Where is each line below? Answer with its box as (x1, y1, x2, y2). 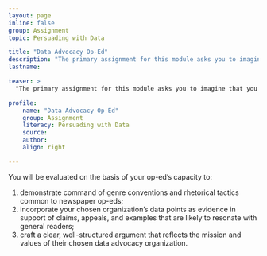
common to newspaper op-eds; (19, 196, 124, 205)
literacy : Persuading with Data (22, 121, 130, 130)
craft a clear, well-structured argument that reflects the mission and (19, 230, 242, 239)
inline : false (8, 19, 56, 27)
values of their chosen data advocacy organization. (19, 238, 188, 247)
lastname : (8, 63, 41, 72)
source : (22, 129, 48, 137)
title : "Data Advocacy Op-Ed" (8, 48, 109, 56)
